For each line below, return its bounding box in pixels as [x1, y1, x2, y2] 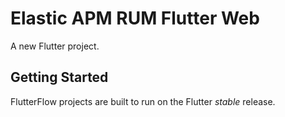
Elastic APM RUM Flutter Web [10, 7, 260, 30]
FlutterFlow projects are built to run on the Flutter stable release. [10, 95, 276, 107]
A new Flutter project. [10, 40, 100, 52]
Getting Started [10, 69, 109, 86]
